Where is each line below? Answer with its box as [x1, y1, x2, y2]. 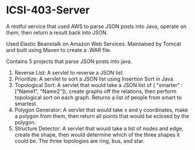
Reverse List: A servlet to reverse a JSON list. [14, 69, 124, 76]
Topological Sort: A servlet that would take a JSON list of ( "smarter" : [14, 81, 183, 88]
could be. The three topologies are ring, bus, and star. [14, 137, 145, 144]
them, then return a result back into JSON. [6, 29, 108, 36]
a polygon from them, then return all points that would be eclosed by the [14, 112, 189, 120]
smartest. [14, 100, 38, 107]
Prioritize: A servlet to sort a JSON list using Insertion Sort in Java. [14, 75, 175, 82]
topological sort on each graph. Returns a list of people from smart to [14, 94, 182, 101]
